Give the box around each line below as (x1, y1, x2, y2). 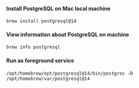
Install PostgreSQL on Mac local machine (6, 5, 111, 12)
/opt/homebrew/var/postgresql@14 (6, 75, 90, 81)
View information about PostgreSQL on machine (6, 31, 129, 38)
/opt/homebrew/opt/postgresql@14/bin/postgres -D (6, 70, 134, 77)
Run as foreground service (6, 57, 75, 64)
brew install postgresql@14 (6, 18, 77, 24)
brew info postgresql (6, 44, 61, 51)
